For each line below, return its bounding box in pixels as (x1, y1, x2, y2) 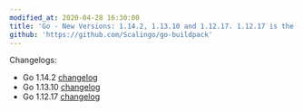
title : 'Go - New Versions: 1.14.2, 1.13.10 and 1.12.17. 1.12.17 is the (9, 22, 295, 31)
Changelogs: (9, 55, 57, 66)
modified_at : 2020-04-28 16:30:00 (9, 13, 141, 23)
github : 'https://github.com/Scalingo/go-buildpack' (9, 30, 213, 39)
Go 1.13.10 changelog (22, 82, 101, 93)
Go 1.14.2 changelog (22, 72, 98, 83)
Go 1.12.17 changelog (22, 91, 101, 102)
